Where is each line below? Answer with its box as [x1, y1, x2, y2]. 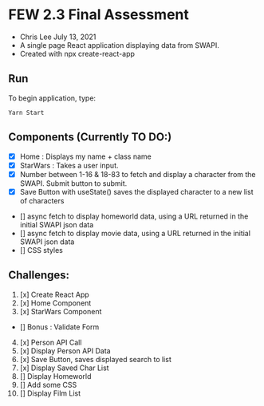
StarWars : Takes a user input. [19, 160, 119, 170]
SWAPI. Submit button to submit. [19, 178, 128, 188]
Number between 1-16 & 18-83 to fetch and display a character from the [19, 169, 257, 179]
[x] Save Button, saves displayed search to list [19, 354, 171, 364]
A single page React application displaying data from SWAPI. [19, 40, 219, 49]
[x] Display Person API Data [19, 345, 111, 356]
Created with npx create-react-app [19, 49, 136, 58]
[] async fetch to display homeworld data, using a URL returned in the [19, 211, 249, 221]
